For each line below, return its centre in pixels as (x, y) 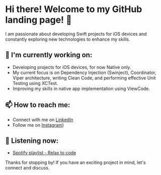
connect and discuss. (27, 168)
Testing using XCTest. (35, 83)
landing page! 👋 (38, 20)
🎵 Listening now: (32, 141)
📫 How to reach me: (38, 105)
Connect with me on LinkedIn (43, 120)
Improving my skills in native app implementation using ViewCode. (81, 89)
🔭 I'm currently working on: (49, 55)
